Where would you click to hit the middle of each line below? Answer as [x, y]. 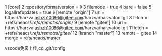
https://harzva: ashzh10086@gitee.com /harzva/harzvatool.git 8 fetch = [76, 17]
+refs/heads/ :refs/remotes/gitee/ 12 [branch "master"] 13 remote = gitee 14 [81, 33]
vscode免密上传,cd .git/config [35, 48]
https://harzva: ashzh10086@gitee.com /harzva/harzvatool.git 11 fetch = [77, 28]
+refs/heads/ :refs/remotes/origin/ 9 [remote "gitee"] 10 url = [66, 22]
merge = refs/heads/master [33, 38]
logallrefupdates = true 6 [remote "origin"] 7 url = [55, 12]
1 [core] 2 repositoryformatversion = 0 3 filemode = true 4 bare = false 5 [78, 7]
